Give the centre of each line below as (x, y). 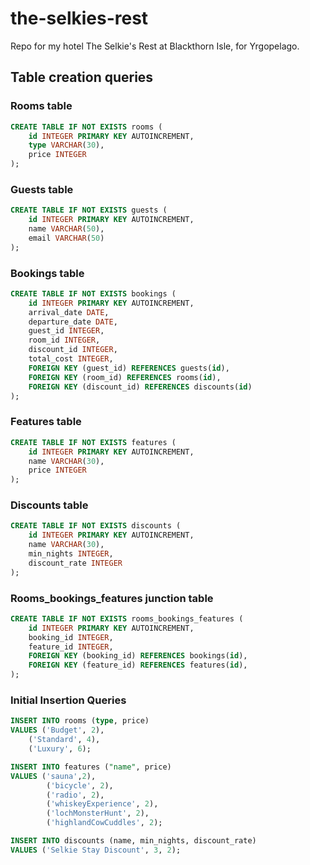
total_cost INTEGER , (71, 359)
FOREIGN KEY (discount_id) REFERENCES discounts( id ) (140, 387)
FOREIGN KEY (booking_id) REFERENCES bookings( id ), (138, 656)
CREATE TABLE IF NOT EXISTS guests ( (89, 210)
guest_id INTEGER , (66, 331)
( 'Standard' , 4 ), (64, 740)
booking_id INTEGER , (71, 637)
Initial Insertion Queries (68, 700)
